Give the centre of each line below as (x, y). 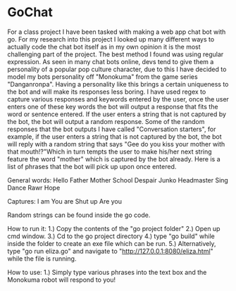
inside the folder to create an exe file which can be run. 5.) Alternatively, (112, 243)
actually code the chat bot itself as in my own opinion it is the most (104, 47)
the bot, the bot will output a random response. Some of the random (106, 121)
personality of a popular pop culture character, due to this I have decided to (117, 69)
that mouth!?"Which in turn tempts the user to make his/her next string (110, 151)
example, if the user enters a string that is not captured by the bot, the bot (114, 136)
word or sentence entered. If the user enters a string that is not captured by (117, 114)
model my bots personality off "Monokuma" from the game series (103, 76)
